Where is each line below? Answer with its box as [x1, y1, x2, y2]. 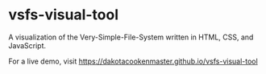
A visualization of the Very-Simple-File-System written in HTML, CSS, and [8, 32, 254, 42]
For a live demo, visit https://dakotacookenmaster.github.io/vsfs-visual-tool [8, 56, 258, 66]
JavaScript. [8, 40, 47, 50]
